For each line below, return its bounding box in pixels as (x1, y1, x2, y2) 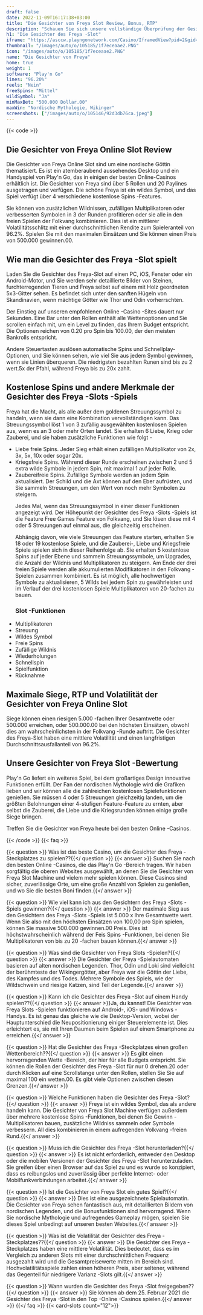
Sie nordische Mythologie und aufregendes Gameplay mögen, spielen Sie (6, 1214, 190, 1221)
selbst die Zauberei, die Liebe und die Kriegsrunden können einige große (6, 806, 188, 814)
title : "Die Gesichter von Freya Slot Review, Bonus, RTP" (6, 20, 158, 26)
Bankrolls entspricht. (6, 334, 58, 341)
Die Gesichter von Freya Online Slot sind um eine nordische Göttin (6, 161, 171, 168)
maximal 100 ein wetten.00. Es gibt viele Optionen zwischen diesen (6, 1076, 174, 1083)
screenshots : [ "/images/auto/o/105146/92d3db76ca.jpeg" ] (6, 110, 153, 116)
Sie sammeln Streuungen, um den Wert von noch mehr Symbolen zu (14, 484, 185, 491)
